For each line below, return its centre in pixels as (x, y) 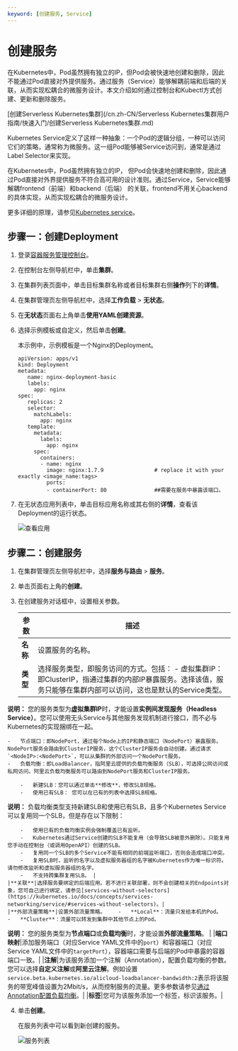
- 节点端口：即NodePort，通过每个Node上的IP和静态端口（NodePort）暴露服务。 (114, 741)
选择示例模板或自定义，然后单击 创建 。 (73, 330)
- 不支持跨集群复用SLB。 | (58, 876)
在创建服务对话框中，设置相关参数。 (70, 601)
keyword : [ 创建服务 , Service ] (50, 14)
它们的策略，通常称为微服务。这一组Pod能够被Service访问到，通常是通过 (114, 147)
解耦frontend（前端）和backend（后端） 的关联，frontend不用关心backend (118, 188)
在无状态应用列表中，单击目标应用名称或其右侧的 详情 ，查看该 (108, 505)
